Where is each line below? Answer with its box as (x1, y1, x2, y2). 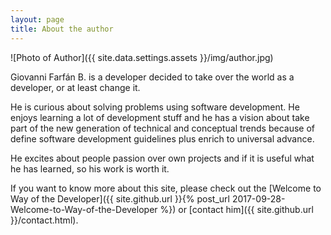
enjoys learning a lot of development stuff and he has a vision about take (10, 111, 310, 123)
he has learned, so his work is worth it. (10, 162, 170, 175)
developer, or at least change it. (10, 81, 141, 93)
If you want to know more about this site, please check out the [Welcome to (10, 182, 322, 194)
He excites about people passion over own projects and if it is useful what (10, 152, 315, 164)
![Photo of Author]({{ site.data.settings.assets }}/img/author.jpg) (10, 51, 274, 63)
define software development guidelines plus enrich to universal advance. (10, 132, 315, 145)
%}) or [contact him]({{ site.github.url (159, 203, 314, 215)
